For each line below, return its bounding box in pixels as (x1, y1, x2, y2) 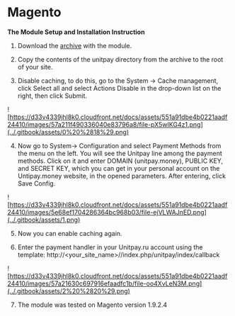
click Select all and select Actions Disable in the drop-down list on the (17, 84, 222, 92)
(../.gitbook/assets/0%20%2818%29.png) (7, 128, 130, 136)
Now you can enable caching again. (17, 229, 122, 237)
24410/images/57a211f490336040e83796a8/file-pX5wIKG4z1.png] (7, 120, 203, 128)
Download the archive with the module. (17, 41, 132, 50)
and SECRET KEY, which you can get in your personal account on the (17, 164, 220, 172)
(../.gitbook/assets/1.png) (7, 215, 81, 224)
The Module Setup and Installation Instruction (7, 28, 145, 36)
